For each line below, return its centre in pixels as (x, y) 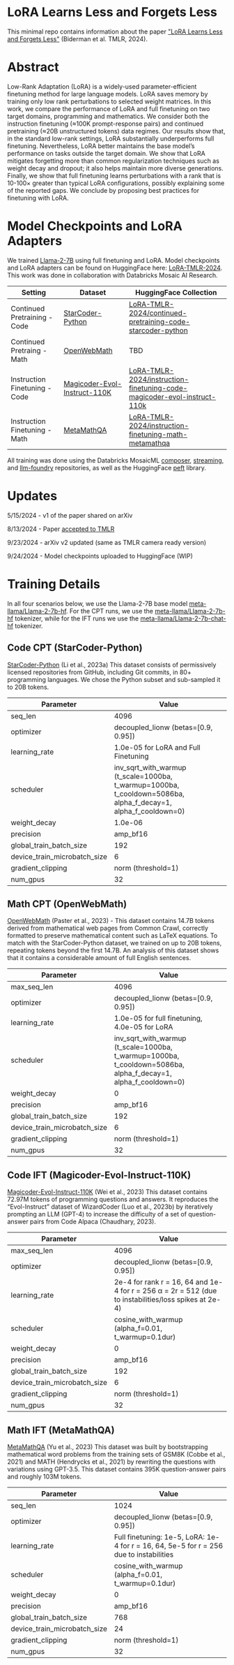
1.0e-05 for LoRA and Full (157, 747)
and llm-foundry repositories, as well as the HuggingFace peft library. (107, 467)
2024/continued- (158, 313)
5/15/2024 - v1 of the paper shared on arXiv (70, 515)
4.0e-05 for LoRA (143, 1027)
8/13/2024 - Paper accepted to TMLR (61, 529)
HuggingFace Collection (176, 292)
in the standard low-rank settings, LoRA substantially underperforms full (111, 138)
